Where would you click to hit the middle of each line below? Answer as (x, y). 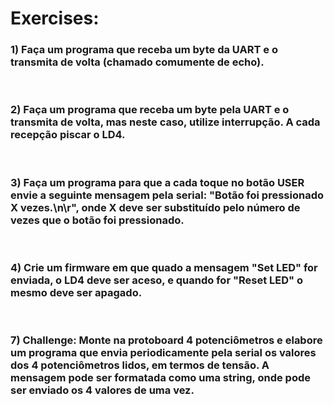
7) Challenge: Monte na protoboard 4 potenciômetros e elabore (166, 340)
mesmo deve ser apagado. (76, 292)
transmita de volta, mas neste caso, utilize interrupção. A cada (165, 122)
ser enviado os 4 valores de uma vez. (102, 390)
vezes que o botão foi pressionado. (97, 220)
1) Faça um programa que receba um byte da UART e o (144, 50)
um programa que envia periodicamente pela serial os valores (163, 353)
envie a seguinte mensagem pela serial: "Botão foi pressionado (167, 195)
